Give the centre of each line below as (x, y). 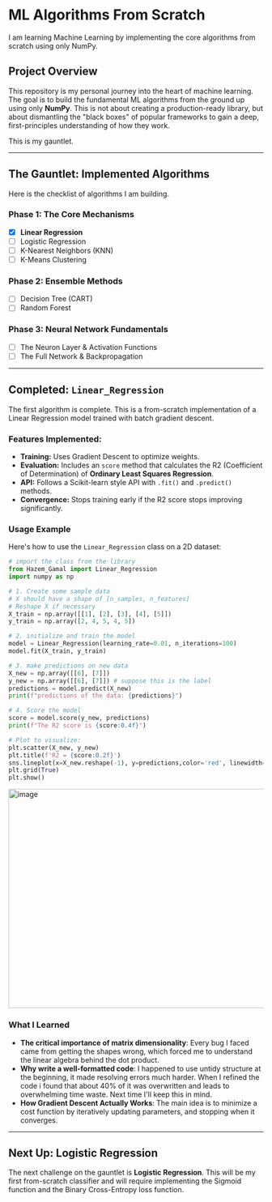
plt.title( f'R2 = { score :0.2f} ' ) (65, 755)
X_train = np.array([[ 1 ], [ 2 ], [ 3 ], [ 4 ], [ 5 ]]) (90, 614)
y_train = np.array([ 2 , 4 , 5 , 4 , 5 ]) (72, 621)
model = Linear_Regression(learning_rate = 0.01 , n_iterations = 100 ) (123, 644)
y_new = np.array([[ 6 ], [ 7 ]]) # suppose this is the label (110, 681)
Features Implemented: (55, 439)
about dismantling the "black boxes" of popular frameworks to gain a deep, (134, 117)
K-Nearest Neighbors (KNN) (67, 250)
